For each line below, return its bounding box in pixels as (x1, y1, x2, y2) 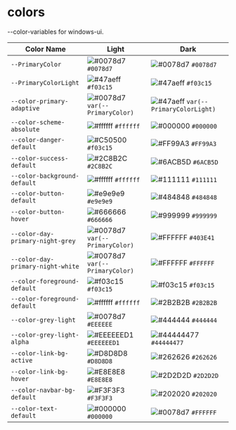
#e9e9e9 (86, 197, 113, 205)
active (11, 356, 33, 364)
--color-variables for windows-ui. (7, 27, 104, 36)
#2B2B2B (192, 299, 218, 306)
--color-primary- (11, 97, 69, 105)
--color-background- (11, 171, 79, 180)
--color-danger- (11, 136, 65, 144)
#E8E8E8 (86, 375, 113, 384)
